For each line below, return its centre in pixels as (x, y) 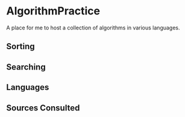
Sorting (20, 46)
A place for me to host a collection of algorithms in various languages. (93, 28)
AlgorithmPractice (53, 11)
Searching (26, 67)
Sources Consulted (43, 108)
